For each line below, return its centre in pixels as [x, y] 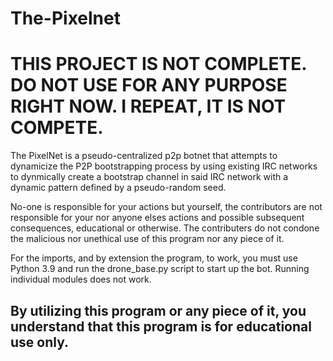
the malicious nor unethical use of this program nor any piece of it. [147, 239]
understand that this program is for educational [161, 326]
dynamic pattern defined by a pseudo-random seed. [118, 188]
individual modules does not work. [81, 279]
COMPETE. [57, 128]
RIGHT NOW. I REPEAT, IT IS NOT [148, 106]
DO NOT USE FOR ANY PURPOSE [149, 85]
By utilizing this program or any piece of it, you [158, 310]
